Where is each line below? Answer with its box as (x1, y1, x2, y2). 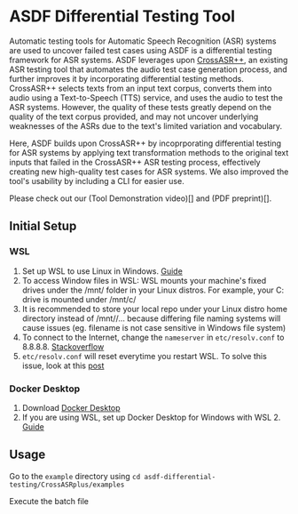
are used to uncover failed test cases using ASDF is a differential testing (9, 44, 272, 55)
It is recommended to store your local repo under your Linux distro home (21, 303, 288, 314)
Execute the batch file (9, 495, 90, 506)
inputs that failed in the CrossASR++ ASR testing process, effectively (9, 157, 261, 167)
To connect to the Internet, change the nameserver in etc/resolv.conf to (21, 332, 285, 342)
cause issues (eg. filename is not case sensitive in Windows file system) (21, 322, 286, 333)
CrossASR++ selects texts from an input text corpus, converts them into (9, 83, 272, 93)
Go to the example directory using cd (9, 470, 141, 481)
